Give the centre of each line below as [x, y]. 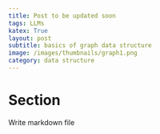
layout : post [30, 38]
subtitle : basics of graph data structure [80, 46]
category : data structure [51, 61]
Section [34, 100]
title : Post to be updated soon [62, 16]
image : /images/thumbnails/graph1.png [73, 53]
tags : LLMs [26, 23]
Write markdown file [42, 122]
